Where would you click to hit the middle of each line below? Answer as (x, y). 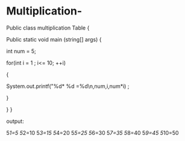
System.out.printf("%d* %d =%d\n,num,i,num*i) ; (68, 86)
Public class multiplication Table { (48, 28)
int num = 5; (21, 51)
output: (15, 121)
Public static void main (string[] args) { (54, 39)
